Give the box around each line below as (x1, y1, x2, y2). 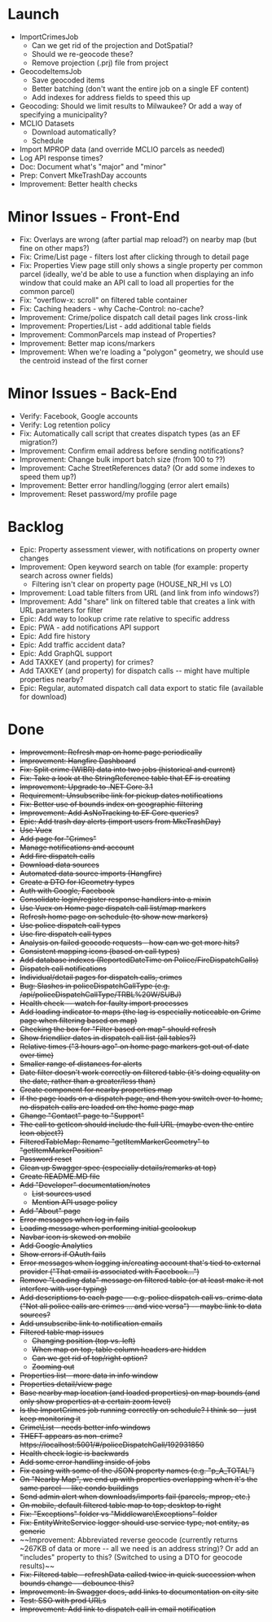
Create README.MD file (19, 1171, 100, 1181)
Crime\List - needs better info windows (19, 1422, 151, 1432)
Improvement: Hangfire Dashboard (19, 755, 136, 766)
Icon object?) (19, 1127, 64, 1137)
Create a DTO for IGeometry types (19, 877, 135, 886)
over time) (19, 1050, 55, 1060)
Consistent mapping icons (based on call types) (19, 946, 181, 956)
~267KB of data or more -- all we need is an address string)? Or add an (19, 1543, 259, 1553)
